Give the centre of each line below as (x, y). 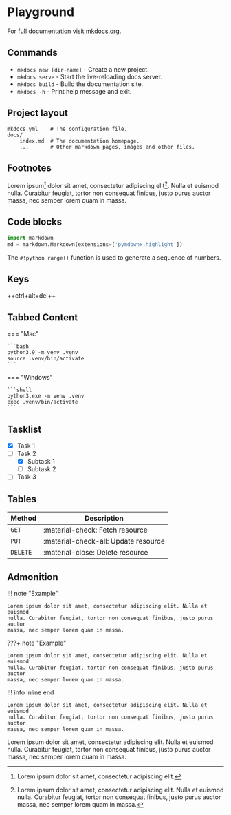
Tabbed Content (43, 317)
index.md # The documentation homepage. (79, 141)
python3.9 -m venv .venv (43, 353)
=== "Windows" (30, 378)
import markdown (30, 238)
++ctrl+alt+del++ (32, 296)
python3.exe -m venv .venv (46, 396)
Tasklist (24, 429)
